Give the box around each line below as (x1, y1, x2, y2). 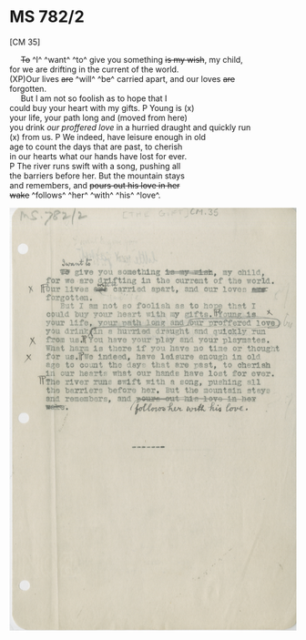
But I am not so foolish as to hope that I (20, 93, 168, 104)
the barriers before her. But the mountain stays (9, 170, 185, 181)
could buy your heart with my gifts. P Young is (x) (9, 102, 195, 113)
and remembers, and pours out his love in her (9, 179, 180, 190)
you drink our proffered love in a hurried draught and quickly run (9, 121, 251, 133)
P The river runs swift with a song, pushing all (9, 160, 181, 171)
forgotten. (9, 83, 47, 94)
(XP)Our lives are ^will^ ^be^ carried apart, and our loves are (9, 73, 235, 84)
